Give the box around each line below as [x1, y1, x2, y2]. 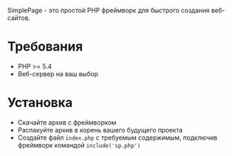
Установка [7, 95, 73, 111]
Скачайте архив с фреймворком [17, 118, 117, 127]
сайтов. [7, 14, 31, 22]
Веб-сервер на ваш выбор [17, 69, 98, 78]
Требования [7, 38, 83, 55]
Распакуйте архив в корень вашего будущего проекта [17, 125, 183, 134]
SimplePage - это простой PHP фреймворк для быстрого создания [7, 6, 210, 14]
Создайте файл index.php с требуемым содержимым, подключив [17, 133, 218, 142]
